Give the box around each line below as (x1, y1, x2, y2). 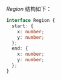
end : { (11, 45, 28, 52)
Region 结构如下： (6, 5, 52, 12)
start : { (11, 23, 34, 29)
